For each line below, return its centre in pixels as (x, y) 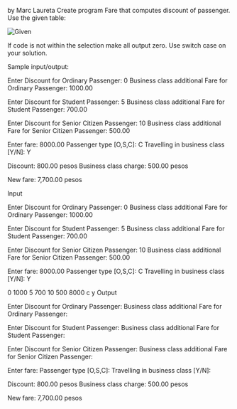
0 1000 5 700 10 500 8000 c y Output (62, 292)
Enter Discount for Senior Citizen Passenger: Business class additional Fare (117, 349)
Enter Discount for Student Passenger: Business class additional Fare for (114, 328)
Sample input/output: (38, 67)
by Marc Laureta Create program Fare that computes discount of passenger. (119, 10)
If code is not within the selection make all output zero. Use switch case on (117, 45)
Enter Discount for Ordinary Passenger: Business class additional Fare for (115, 306)
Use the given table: (37, 18)
